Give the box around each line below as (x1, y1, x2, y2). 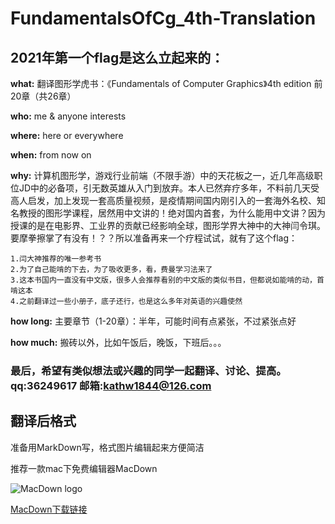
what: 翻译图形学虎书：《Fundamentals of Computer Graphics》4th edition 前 (10, 78, 323, 89)
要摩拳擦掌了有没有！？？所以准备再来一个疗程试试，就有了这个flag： (10, 232, 298, 244)
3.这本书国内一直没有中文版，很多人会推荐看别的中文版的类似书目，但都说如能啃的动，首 (10, 275, 325, 285)
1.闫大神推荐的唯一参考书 (10, 254, 102, 264)
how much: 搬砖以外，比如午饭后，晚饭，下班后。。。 (10, 337, 227, 348)
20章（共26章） (10, 90, 77, 102)
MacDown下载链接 (10, 503, 88, 515)
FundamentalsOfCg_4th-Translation (10, 7, 317, 30)
